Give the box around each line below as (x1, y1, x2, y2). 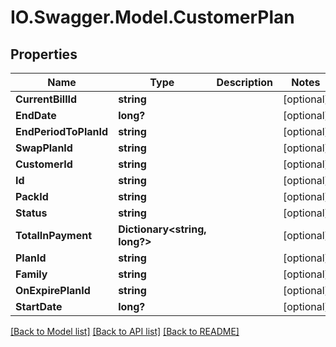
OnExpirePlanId (15, 284, 91, 297)
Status (15, 206, 48, 220)
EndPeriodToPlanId (15, 125, 109, 138)
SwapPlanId (15, 141, 73, 155)
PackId (15, 190, 49, 203)
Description (216, 76, 273, 89)
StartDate (15, 300, 63, 313)
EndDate (15, 109, 57, 122)
